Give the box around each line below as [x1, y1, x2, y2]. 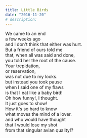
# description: [5, 17, 37, 22]
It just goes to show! [5, 101, 48, 107]
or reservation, [5, 68, 36, 74]
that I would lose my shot [5, 122, 58, 128]
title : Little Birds [5, 7, 49, 13]
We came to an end [5, 31, 46, 37]
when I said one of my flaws [5, 84, 64, 90]
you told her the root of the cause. [5, 58, 77, 64]
